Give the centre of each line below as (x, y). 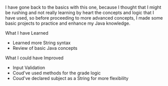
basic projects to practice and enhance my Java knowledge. (68, 23)
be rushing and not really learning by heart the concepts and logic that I (80, 13)
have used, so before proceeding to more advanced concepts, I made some (84, 18)
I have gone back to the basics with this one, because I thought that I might (83, 7)
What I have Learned (27, 33)
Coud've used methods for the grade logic (57, 73)
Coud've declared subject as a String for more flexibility (70, 78)
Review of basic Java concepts (45, 48)
